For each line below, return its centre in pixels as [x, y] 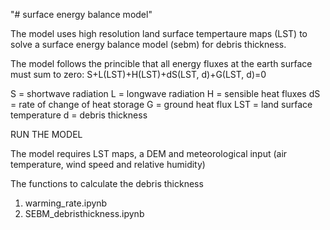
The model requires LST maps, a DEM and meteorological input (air [149, 153]
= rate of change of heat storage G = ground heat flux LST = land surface [161, 104]
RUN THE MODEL [46, 134]
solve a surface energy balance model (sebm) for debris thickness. [148, 44]
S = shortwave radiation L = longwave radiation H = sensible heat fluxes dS [165, 93]
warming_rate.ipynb [66, 203]
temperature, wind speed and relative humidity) [108, 164]
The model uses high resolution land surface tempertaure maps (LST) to [159, 33]
